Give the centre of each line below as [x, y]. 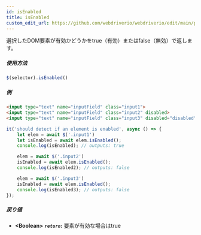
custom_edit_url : [28, 23]
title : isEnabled [28, 17]
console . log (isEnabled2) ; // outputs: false [73, 168]
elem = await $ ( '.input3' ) [51, 178]
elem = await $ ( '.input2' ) [51, 156]
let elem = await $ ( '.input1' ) [56, 135]
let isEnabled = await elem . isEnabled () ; [69, 140]
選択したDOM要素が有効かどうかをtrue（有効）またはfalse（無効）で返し [97, 41]
